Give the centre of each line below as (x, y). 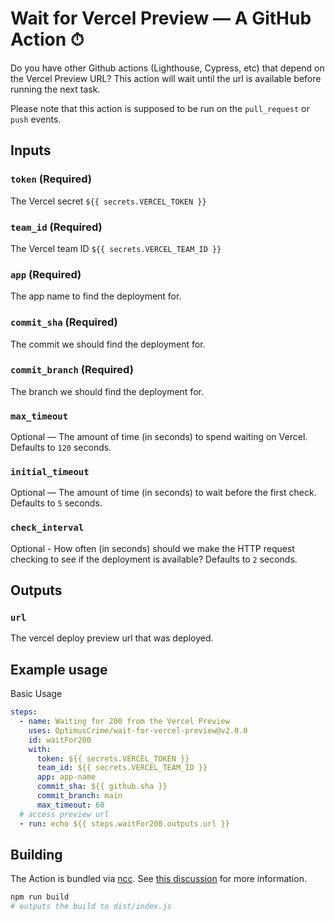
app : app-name (66, 777)
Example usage (59, 669)
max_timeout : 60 (70, 805)
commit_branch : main (79, 796)
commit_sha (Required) (64, 322)
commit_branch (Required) (72, 370)
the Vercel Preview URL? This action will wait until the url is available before (166, 78)
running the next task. (55, 89)
